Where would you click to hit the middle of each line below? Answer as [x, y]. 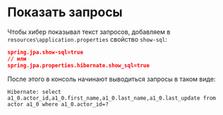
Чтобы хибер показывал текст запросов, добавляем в [89, 32]
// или [17, 59]
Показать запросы [65, 12]
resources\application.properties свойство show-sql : [87, 39]
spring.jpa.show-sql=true [45, 52]
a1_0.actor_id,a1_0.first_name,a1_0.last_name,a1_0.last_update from [112, 98]
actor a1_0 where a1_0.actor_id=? [58, 104]
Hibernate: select [34, 92]
